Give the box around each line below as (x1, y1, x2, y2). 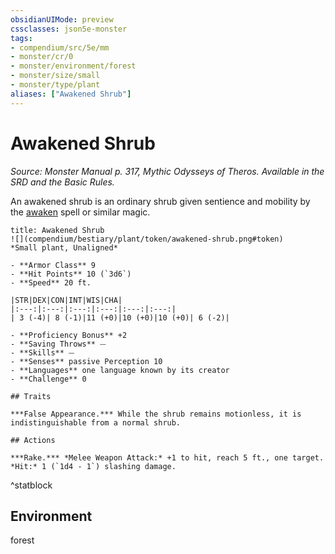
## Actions (10, 435, 56, 445)
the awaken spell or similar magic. (10, 206, 151, 218)
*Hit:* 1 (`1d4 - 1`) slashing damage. (10, 461, 177, 471)
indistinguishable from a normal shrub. (10, 417, 182, 428)
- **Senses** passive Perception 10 (10, 356, 163, 366)
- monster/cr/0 (10, 52, 74, 62)
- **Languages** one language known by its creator (10, 365, 230, 375)
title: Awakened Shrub (10, 225, 105, 235)
